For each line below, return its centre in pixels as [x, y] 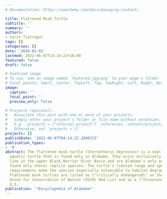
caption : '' [22, 92]
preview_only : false [31, 101]
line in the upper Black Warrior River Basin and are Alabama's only [83, 161]
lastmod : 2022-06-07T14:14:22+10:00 [43, 56]
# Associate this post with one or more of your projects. [70, 115]
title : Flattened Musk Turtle [37, 19]
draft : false [19, 65]
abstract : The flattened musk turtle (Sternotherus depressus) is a [78, 152]
